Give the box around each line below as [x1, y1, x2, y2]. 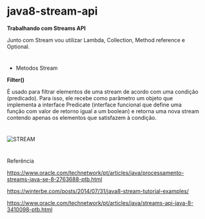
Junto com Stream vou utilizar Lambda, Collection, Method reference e [7, 36, 185, 43]
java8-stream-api [7, 4, 98, 18]
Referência [7, 157, 34, 165]
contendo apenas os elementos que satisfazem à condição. [7, 114, 157, 122]
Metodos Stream [15, 64, 58, 72]
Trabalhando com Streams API [7, 24, 86, 32]
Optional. [7, 43, 30, 50]
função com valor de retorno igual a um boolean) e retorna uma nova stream [7, 108, 200, 115]
